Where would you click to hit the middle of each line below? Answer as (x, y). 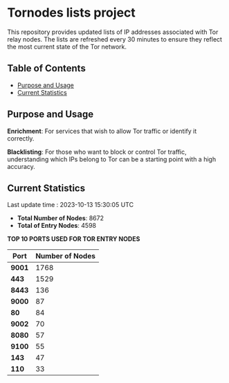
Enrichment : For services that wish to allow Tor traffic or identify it (102, 131)
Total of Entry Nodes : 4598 (57, 226)
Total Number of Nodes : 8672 (60, 218)
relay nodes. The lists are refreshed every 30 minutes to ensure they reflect (115, 39)
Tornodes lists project (72, 13)
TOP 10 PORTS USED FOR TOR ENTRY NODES (74, 239)
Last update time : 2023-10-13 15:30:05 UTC (70, 205)
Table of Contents (47, 68)
